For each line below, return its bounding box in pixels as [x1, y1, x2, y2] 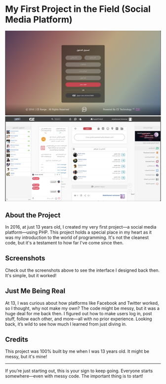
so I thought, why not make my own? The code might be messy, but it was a [5, 305, 160, 311]
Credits [5, 336, 29, 344]
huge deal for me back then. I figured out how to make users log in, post [5, 310, 152, 316]
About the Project [5, 211, 61, 219]
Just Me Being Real [5, 287, 66, 295]
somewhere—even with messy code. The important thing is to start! [5, 373, 143, 379]
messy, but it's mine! [5, 354, 47, 360]
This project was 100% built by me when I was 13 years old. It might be [5, 348, 150, 354]
